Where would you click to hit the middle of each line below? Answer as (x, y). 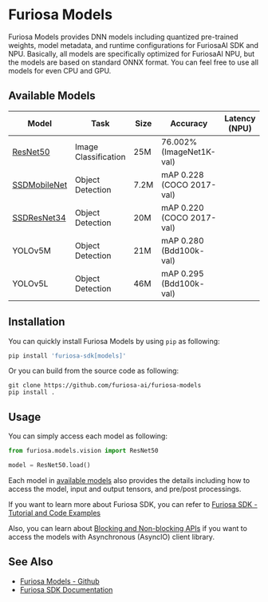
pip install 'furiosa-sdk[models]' (67, 356)
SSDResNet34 (39, 217)
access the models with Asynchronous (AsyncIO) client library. (112, 537)
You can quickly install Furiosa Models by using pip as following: (114, 341)
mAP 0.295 (183, 273)
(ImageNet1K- (188, 152)
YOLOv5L (30, 283)
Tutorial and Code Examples (55, 513)
